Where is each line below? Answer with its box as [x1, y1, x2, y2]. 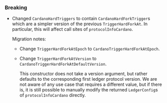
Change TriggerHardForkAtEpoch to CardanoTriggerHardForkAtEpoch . [19, 46, 160, 52]
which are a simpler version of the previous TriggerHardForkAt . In [12, 21, 148, 27]
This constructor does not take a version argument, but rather [19, 71, 148, 77]
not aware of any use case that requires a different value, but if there [19, 81, 162, 87]
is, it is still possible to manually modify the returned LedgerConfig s [19, 87, 158, 93]
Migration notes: [12, 36, 46, 42]
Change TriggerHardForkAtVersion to [19, 56, 97, 62]
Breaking [5, 4, 27, 11]
